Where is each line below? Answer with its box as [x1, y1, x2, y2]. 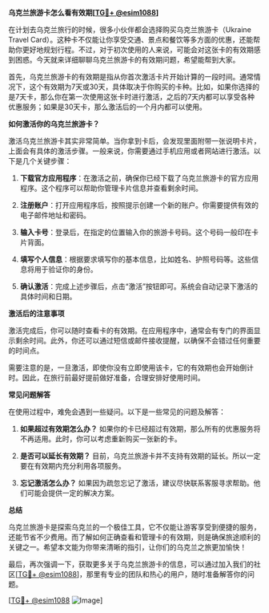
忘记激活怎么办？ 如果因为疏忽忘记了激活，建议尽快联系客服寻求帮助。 [19, 478, 254, 488]
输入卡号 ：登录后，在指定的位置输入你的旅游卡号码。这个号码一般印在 [19, 228, 252, 237]
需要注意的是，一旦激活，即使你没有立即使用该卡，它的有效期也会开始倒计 [8, 363, 254, 372]
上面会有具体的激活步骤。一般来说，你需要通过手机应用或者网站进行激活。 [8, 146, 254, 156]
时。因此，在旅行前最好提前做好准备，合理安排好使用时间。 [8, 373, 205, 382]
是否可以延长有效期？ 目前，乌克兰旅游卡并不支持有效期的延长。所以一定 [19, 451, 261, 461]
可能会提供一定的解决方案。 [26, 489, 118, 497]
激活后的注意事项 [8, 309, 65, 318]
